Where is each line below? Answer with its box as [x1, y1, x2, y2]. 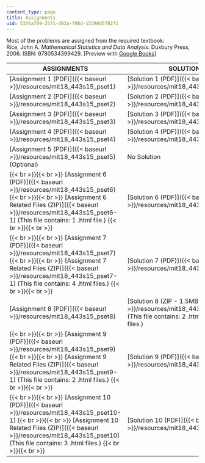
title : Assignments [6, 15, 56, 21]
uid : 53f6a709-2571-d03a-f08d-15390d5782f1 [6, 20, 119, 26]
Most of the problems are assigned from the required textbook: [6, 37, 165, 45]
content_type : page [6, 9, 56, 15]
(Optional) [9, 160, 38, 169]
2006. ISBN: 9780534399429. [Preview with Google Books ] [6, 50, 157, 57]
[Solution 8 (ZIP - [127, 297, 178, 305]
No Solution [127, 153, 161, 161]
